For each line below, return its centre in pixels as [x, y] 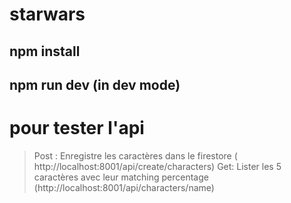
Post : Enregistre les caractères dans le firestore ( [135, 155]
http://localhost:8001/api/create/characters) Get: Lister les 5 [157, 166]
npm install [45, 51]
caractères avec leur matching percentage [121, 177]
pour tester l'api [77, 128]
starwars [47, 14]
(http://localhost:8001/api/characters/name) [124, 187]
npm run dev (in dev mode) [95, 84]
